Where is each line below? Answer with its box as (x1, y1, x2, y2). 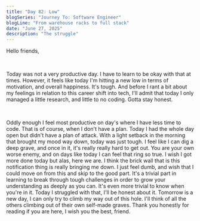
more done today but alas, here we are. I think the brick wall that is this (6, 157, 180, 164)
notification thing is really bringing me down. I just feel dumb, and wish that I (6, 164, 194, 171)
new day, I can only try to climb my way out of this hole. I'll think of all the (6, 195, 187, 202)
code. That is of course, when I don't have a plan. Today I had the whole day (6, 125, 195, 133)
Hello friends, (6, 47, 40, 54)
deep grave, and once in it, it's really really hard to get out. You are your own (6, 145, 195, 152)
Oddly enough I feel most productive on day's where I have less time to (6, 119, 181, 126)
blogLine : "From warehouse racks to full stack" (6, 20, 130, 26)
